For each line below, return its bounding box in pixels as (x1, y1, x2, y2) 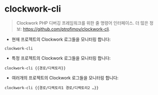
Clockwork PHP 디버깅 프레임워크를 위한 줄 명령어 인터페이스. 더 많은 (16, 20, 149, 26)
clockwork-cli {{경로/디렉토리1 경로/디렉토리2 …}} (4, 85, 99, 90)
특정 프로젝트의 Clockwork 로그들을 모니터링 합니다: (11, 55, 111, 61)
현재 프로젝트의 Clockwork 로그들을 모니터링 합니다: (11, 36, 111, 42)
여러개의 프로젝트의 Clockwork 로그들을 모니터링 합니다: (11, 75, 119, 80)
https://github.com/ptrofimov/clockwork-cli (23, 26, 110, 32)
